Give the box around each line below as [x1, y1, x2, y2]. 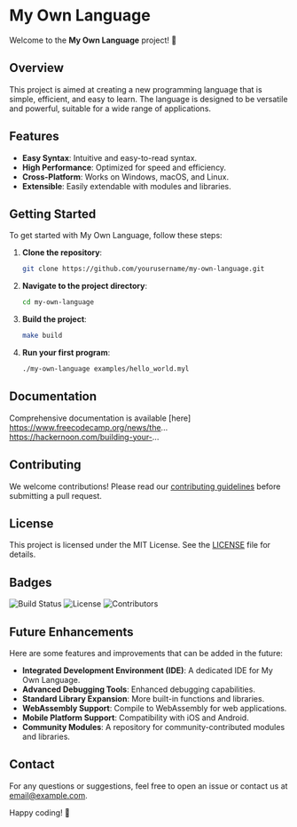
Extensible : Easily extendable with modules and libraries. [21, 181, 232, 191]
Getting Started [9, 206, 97, 221]
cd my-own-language [21, 298, 95, 307]
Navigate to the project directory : [21, 281, 148, 292]
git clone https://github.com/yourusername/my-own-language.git [21, 264, 265, 274]
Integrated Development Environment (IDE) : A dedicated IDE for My [21, 664, 273, 676]
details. [9, 549, 36, 560]
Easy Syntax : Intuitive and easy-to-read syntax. [21, 152, 198, 163]
